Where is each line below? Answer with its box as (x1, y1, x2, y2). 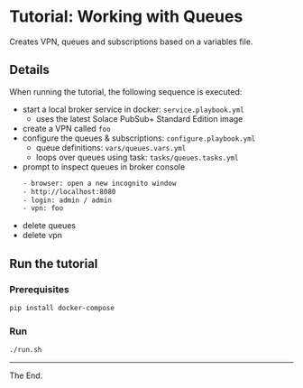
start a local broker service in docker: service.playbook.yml (22, 104, 245, 115)
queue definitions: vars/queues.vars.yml (35, 142, 187, 152)
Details (9, 62, 50, 78)
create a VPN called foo (22, 123, 111, 134)
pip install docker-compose (9, 303, 115, 312)
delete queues (22, 220, 77, 231)
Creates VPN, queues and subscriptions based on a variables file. (9, 36, 253, 47)
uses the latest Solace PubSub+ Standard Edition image (35, 113, 243, 124)
